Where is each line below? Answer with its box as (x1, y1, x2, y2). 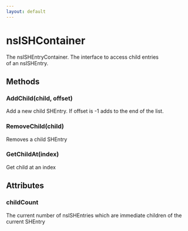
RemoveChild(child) (6, 122, 65, 130)
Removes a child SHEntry (6, 136, 68, 143)
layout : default (6, 8, 46, 15)
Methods (6, 76, 40, 86)
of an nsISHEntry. (6, 59, 49, 66)
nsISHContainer (6, 34, 86, 47)
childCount (6, 198, 39, 206)
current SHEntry (6, 218, 45, 225)
